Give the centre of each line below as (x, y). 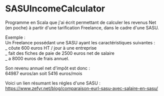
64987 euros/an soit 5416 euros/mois (44, 73)
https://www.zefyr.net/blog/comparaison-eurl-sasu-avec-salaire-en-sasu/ (82, 88)
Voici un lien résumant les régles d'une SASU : (53, 83)
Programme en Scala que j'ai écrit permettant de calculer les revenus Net (81, 22)
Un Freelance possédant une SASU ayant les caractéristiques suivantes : (80, 42)
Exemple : (15, 37)
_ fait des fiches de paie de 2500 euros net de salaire (60, 53)
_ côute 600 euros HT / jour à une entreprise (51, 48)
